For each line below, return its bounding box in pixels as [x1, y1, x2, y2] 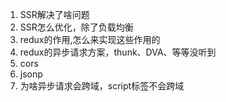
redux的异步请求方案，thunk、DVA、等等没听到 [19, 46, 217, 58]
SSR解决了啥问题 [19, 9, 90, 20]
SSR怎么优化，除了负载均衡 [19, 21, 134, 33]
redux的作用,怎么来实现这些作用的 [19, 34, 161, 45]
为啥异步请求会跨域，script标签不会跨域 [19, 80, 185, 92]
